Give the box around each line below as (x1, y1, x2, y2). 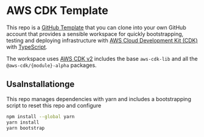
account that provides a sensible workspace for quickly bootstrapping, (6, 30, 184, 37)
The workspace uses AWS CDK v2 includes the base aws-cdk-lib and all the (6, 55, 198, 62)
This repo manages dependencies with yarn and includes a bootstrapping (6, 95, 192, 102)
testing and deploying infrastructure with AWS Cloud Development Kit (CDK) (6, 37, 198, 44)
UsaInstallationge (6, 79, 75, 90)
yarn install (6, 119, 40, 125)
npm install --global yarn (6, 113, 75, 119)
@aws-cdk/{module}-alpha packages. (6, 61, 97, 69)
